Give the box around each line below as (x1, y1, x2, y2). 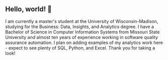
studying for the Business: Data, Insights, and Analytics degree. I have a (5, 23, 154, 29)
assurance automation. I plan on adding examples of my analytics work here (5, 39, 163, 45)
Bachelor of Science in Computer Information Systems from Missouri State (5, 28, 160, 35)
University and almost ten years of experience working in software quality (5, 34, 158, 40)
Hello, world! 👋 (5, 5, 52, 13)
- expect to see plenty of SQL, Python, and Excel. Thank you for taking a (5, 44, 155, 50)
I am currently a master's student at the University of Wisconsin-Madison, (5, 18, 158, 24)
